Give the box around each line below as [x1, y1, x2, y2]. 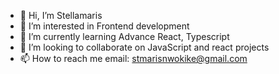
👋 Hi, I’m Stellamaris [19, 10, 103, 21]
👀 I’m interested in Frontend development [19, 20, 190, 32]
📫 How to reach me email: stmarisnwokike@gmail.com [19, 53, 248, 64]
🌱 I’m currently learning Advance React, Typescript [19, 31, 230, 42]
